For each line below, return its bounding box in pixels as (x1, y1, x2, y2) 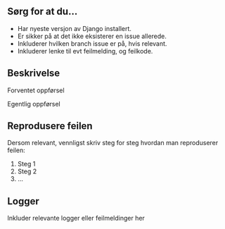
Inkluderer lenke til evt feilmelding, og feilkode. (17, 47, 153, 55)
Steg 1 (17, 160, 36, 168)
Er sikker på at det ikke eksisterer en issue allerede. (17, 32, 167, 40)
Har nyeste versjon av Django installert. (17, 24, 132, 32)
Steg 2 (17, 167, 37, 175)
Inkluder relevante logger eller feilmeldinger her (7, 214, 146, 223)
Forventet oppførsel (7, 86, 65, 94)
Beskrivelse (7, 67, 60, 80)
